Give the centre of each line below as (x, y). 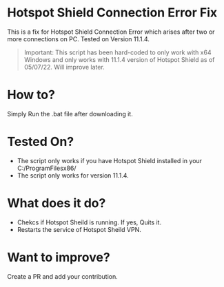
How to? (31, 95)
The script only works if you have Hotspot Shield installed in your (109, 160)
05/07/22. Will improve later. (64, 67)
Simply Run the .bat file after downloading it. (70, 114)
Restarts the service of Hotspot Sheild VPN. (79, 229)
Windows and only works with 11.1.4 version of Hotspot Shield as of (119, 59)
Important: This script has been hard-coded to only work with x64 (118, 52)
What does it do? (57, 203)
